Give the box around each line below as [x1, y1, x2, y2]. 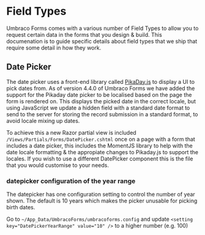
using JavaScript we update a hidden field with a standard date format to [6, 104, 190, 111]
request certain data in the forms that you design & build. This [6, 31, 162, 38]
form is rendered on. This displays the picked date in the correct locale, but [6, 97, 196, 105]
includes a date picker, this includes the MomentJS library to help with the [6, 142, 193, 149]
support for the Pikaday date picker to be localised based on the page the [6, 91, 192, 99]
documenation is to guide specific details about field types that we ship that [6, 37, 198, 45]
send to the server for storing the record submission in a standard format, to [6, 110, 198, 117]
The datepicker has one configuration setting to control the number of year [6, 191, 196, 198]
